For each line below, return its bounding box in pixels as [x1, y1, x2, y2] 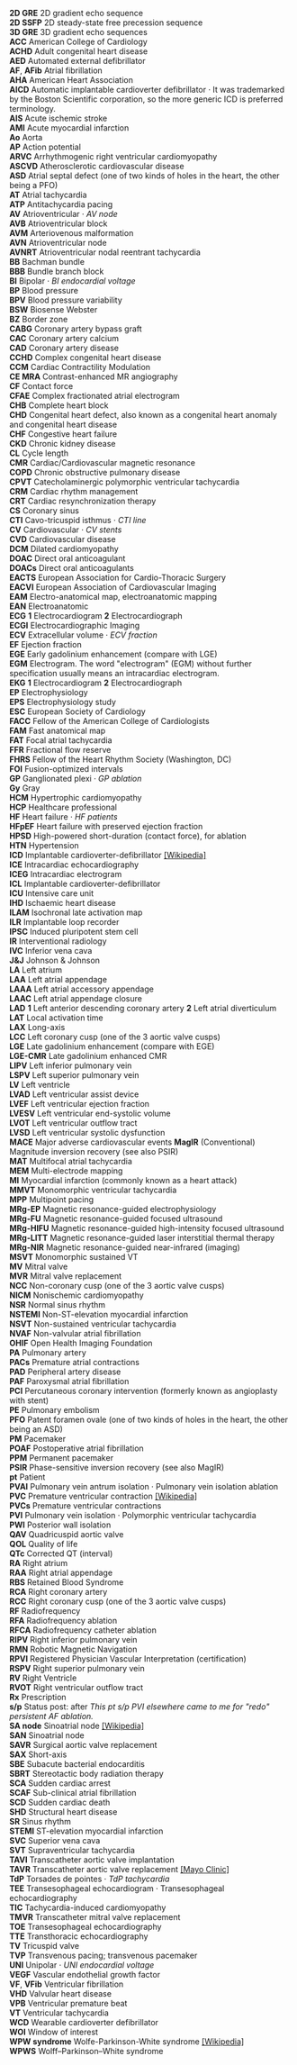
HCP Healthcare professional [9, 802, 118, 812]
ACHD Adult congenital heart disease [9, 46, 148, 57]
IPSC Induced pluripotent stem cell [9, 927, 139, 937]
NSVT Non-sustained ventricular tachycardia [9, 1318, 177, 1329]
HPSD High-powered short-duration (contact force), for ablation [9, 830, 247, 841]
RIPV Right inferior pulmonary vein [9, 1635, 138, 1644]
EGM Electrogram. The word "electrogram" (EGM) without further [9, 658, 252, 669]
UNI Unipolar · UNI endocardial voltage [9, 1960, 155, 1970]
